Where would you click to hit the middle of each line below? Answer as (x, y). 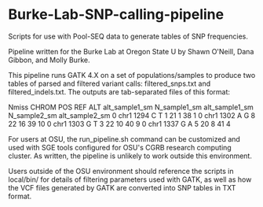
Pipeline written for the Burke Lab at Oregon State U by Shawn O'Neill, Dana (131, 51)
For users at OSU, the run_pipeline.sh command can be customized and (124, 139)
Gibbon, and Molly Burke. (49, 60)
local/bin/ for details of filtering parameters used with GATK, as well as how (130, 179)
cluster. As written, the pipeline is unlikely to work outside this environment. (130, 156)
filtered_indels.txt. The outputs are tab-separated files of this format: (119, 91)
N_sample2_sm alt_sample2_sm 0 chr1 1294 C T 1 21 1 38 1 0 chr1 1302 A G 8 (132, 115)
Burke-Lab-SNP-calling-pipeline (116, 15)
